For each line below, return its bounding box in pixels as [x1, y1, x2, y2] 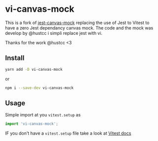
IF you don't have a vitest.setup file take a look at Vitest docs [5, 130, 131, 136]
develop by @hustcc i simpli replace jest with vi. [5, 30, 102, 36]
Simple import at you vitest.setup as [5, 112, 81, 118]
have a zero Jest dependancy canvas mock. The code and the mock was [5, 25, 154, 30]
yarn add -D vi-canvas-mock [5, 67, 63, 72]
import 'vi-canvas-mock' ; [5, 121, 58, 126]
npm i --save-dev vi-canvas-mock [5, 85, 74, 90]
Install [5, 54, 25, 62]
